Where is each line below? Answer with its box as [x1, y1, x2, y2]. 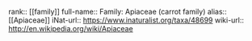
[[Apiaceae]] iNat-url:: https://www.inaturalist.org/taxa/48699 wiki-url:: [8, 15, 245, 25]
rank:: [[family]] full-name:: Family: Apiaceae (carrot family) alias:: [8, 7, 228, 16]
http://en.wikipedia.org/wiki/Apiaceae [8, 24, 133, 33]
